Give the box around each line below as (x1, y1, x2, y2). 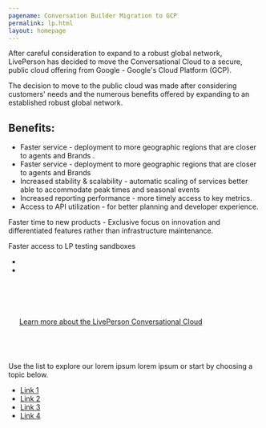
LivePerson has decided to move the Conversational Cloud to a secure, (8, 57, 243, 66)
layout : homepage (8, 26, 66, 34)
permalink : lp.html (8, 19, 74, 27)
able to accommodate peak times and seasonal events (19, 185, 200, 194)
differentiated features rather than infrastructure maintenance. (8, 226, 214, 236)
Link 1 (19, 386, 39, 395)
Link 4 (19, 411, 42, 421)
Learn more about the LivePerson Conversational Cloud (19, 317, 203, 326)
